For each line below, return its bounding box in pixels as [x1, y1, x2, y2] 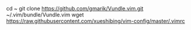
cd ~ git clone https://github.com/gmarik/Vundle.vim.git [6, 5, 144, 12]
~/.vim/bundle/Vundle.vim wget [6, 11, 84, 18]
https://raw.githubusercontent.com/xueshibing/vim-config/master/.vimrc [6, 18, 186, 24]
